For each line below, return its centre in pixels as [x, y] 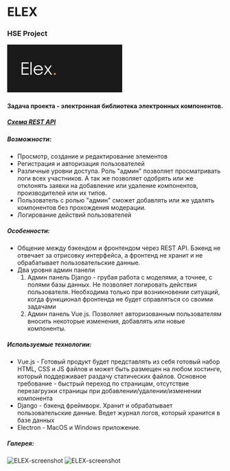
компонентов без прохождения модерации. [81, 208]
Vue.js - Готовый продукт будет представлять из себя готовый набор [118, 362]
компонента [35, 398]
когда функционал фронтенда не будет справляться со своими [120, 300]
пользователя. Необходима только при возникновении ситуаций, [124, 292]
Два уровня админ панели [56, 270]
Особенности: [28, 231]
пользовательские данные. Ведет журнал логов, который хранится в [118, 413]
